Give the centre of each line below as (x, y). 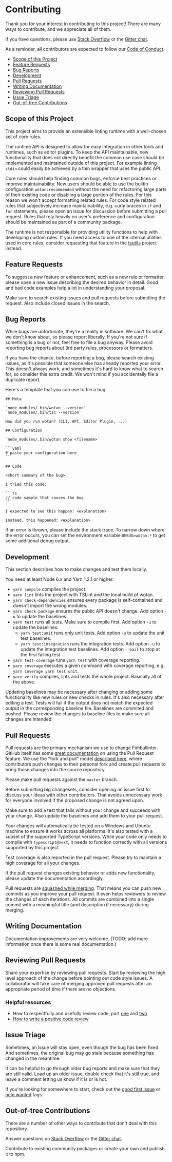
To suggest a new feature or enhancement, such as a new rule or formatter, (85, 277)
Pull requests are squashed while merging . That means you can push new (83, 888)
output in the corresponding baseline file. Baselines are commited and (80, 708)
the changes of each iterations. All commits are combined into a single (80, 899)
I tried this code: (26, 484)
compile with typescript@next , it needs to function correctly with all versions (86, 842)
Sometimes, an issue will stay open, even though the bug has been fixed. (83, 1047)
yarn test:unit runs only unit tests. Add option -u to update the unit (92, 633)
